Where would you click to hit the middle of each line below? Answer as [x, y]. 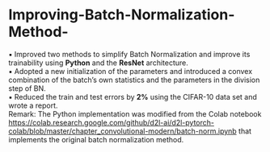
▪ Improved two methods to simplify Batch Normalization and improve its [129, 54]
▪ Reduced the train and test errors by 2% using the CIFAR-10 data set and [133, 97]
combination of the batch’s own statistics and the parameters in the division [134, 80]
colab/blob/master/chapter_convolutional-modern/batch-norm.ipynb [122, 131]
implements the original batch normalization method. [96, 139]
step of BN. [27, 88]
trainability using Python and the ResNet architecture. [98, 63]
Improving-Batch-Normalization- [122, 15]
